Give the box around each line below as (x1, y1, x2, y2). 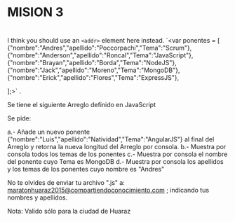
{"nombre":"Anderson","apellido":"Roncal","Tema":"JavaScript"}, (7, 51, 194, 60)
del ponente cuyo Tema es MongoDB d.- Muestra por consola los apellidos (7, 158, 224, 166)
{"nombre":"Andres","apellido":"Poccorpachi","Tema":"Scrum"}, (7, 43, 192, 53)
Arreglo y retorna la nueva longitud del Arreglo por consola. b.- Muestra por (7, 143, 227, 151)
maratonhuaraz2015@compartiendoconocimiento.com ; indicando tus (7, 186, 209, 195)
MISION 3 (7, 4, 64, 20)
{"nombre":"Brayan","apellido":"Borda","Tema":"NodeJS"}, (7, 59, 177, 67)
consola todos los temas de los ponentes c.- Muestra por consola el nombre (7, 150, 228, 158)
